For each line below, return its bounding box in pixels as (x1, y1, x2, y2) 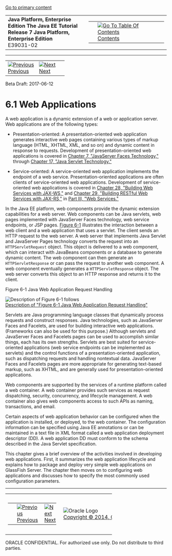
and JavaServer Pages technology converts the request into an (5, 238, 139, 244)
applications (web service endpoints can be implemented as (24, 344, 151, 351)
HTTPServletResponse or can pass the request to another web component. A (5, 260, 165, 266)
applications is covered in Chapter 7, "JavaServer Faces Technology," (12, 152, 159, 159)
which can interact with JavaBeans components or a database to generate (5, 249, 162, 255)
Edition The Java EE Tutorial (8, 23, 78, 29)
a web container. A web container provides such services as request (5, 387, 150, 393)
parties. (5, 545, 21, 551)
